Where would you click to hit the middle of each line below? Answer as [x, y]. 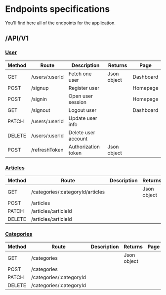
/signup [40, 88]
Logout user [83, 110]
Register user [84, 88]
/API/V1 [17, 38]
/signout [41, 110]
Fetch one [80, 74]
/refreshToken [47, 149]
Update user [83, 118]
